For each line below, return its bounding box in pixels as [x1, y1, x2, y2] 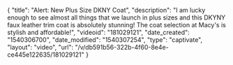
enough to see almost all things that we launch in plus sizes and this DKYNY [7, 13, 225, 22]
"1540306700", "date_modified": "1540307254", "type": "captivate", [7, 36, 203, 44]
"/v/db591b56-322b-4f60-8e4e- [75, 43, 169, 51]
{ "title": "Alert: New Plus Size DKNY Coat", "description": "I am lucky [7, 6, 206, 14]
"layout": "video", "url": [7, 43, 74, 51]
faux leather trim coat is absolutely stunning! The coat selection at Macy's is [7, 21, 227, 29]
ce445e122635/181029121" [7, 50, 85, 59]
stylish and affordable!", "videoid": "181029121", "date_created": [7, 28, 190, 36]
